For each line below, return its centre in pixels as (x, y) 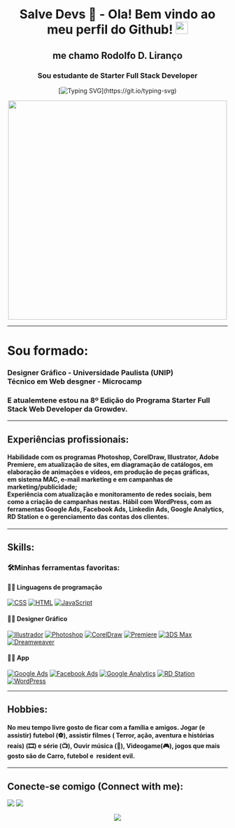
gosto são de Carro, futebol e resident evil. (71, 756)
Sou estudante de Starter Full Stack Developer (117, 75)
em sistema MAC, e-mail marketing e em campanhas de (90, 480)
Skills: (21, 547)
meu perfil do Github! (110, 30)
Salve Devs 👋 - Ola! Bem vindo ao (117, 14)
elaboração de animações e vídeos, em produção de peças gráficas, (108, 472)
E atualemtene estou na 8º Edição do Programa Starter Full (109, 400)
